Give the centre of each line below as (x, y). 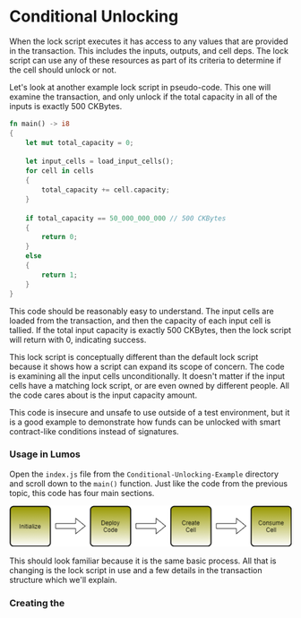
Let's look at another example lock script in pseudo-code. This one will (140, 87)
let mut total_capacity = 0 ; (80, 142)
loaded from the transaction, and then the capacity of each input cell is (140, 321)
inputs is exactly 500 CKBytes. (66, 106)
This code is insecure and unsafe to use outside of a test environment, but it (150, 412)
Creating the (37, 604)
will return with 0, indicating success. (78, 339)
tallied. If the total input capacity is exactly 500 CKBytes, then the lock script (150, 330)
